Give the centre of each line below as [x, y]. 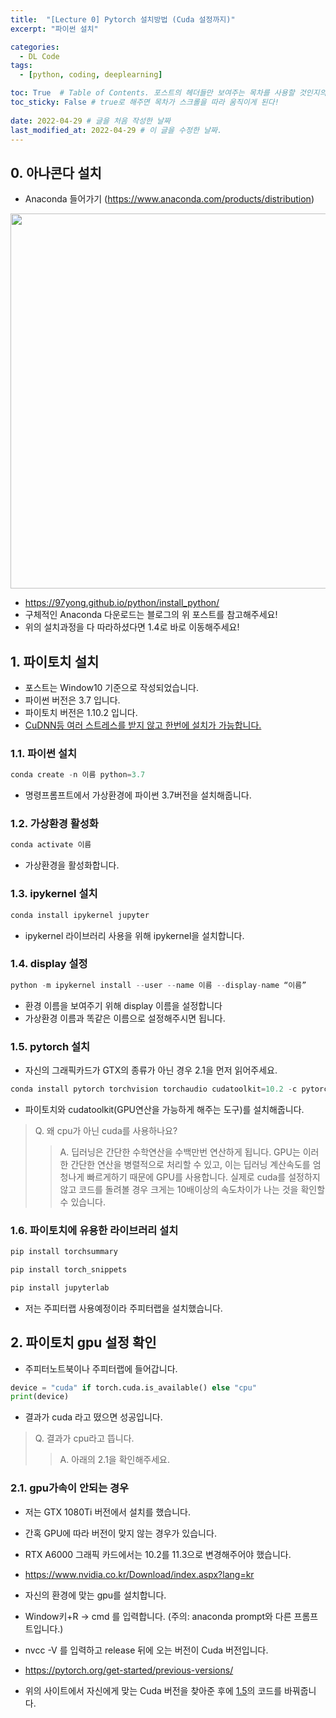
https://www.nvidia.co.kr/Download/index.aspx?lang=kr [139, 1574]
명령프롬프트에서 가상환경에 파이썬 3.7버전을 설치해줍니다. [138, 795]
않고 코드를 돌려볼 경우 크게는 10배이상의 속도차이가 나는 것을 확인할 [192, 1189]
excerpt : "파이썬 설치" [54, 29]
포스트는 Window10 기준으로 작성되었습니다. [111, 687]
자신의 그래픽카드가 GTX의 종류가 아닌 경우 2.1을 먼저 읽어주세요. [151, 1070]
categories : [35, 47]
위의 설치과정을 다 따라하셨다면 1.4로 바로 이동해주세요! [132, 627]
